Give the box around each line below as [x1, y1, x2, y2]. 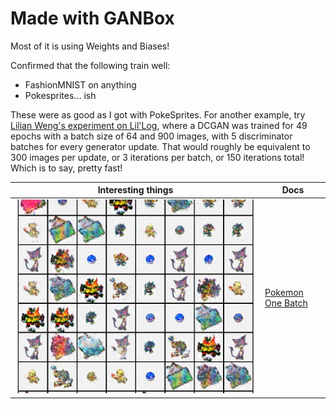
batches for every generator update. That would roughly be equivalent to [10, 140, 311, 152]
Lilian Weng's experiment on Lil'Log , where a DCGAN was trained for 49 [10, 119, 308, 131]
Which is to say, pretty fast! [10, 162, 123, 174]
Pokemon [264, 286, 304, 298]
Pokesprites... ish [24, 89, 97, 101]
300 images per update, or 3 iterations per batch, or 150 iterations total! [10, 151, 305, 163]
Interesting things [97, 184, 174, 196]
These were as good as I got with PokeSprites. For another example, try [10, 108, 306, 121]
